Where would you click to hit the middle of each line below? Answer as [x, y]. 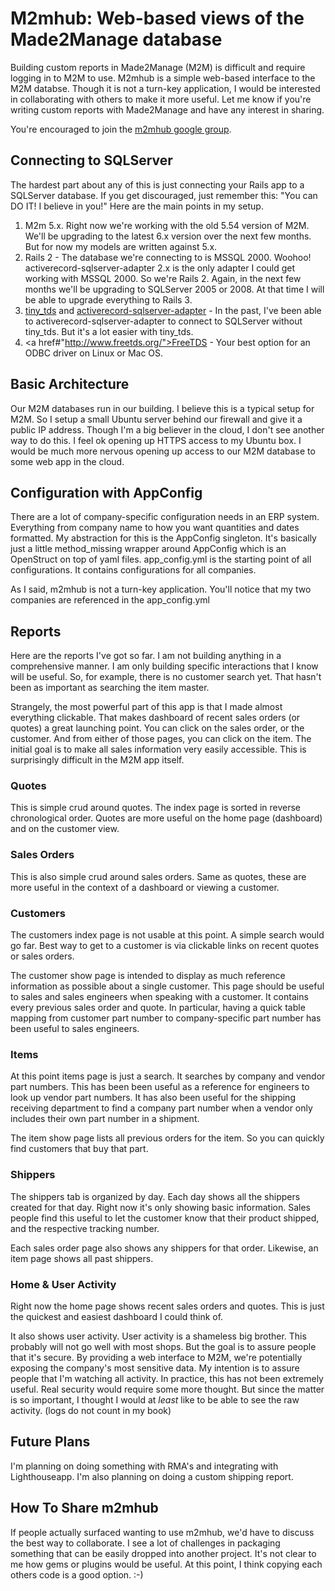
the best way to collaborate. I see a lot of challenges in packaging [145, 1543]
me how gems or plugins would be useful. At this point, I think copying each [166, 1564]
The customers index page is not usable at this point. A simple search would [167, 935]
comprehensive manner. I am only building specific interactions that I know [164, 666]
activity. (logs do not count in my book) [91, 1410]
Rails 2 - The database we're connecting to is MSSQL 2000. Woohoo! [168, 257]
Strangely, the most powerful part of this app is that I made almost [146, 707]
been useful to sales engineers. [75, 1029]
